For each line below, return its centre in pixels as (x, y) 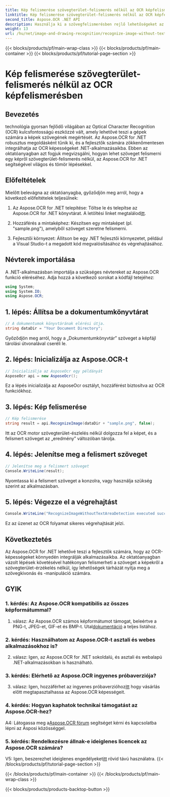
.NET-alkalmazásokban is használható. (53, 662)
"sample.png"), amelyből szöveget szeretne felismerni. (70, 228)
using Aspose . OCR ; (25, 296)
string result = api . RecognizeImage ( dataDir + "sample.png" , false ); (80, 423)
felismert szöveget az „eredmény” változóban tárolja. (60, 438)
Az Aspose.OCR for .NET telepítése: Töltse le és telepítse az (75, 208)
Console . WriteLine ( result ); (35, 471)
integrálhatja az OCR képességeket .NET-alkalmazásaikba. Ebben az (77, 148)
